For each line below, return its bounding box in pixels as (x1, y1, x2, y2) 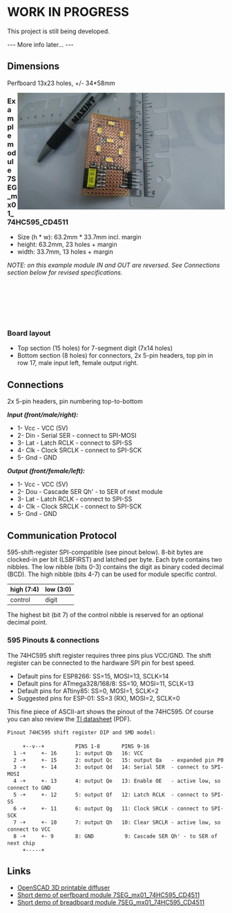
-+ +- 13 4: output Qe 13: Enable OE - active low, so (19, 777, 221, 784)
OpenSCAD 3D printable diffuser (17, 883, 110, 892)
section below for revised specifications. (7, 268, 123, 277)
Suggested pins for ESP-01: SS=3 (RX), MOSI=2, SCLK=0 (17, 694, 181, 702)
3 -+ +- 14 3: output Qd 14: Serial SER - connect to (13, 764, 209, 771)
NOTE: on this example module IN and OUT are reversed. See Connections (7, 261, 220, 270)
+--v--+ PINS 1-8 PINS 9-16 (22, 743, 150, 750)
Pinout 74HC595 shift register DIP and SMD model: (7, 729, 156, 736)
